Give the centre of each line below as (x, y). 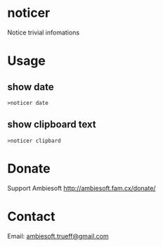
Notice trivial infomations (43, 32)
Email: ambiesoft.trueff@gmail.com (58, 236)
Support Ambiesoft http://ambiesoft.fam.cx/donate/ (81, 188)
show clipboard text (52, 125)
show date (31, 87)
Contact (31, 216)
